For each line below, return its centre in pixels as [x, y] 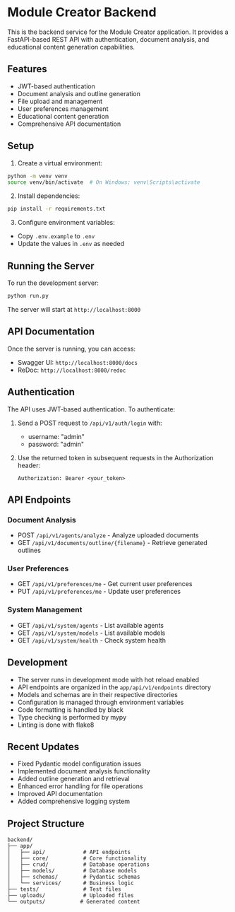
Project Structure [46, 823]
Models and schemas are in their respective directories [97, 694]
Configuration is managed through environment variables [101, 702]
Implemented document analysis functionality [84, 771]
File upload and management [60, 101]
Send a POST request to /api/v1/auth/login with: [90, 423]
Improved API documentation [60, 794]
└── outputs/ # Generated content [74, 902]
